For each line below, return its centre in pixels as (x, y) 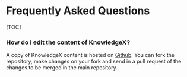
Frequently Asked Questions (78, 11)
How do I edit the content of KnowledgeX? (68, 42)
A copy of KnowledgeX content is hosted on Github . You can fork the (91, 55)
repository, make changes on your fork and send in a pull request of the (94, 61)
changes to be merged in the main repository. (62, 68)
